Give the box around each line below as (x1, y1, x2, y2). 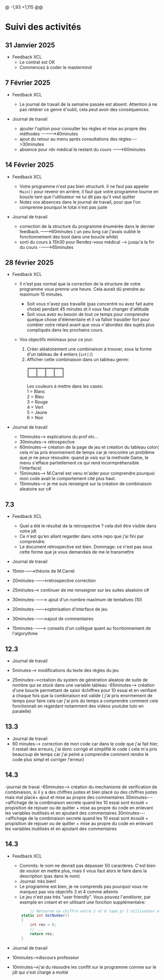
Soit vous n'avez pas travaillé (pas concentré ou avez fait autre (26, 301, 154, 307)
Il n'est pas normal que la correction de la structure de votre (19, 281, 141, 287)
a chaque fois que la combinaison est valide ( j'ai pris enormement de (12, 693, 153, 699)
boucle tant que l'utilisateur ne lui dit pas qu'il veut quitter (19, 194, 136, 200)
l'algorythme (12, 631, 38, 637)
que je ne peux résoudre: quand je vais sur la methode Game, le (19, 455, 149, 460)
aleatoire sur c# (19, 486, 51, 492)
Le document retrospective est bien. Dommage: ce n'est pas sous (19, 544, 153, 550)
